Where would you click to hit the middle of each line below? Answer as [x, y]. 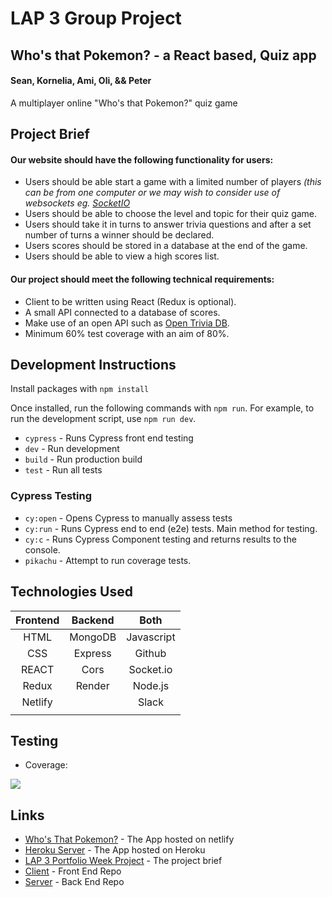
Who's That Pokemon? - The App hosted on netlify [129, 839]
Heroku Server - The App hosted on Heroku [115, 850]
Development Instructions [93, 364]
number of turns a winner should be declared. [119, 235]
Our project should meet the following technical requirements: [142, 279]
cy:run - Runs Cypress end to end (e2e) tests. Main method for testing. [171, 528]
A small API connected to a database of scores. [122, 312]
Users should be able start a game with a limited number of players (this [173, 182]
